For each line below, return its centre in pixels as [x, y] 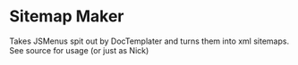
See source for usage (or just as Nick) [79, 50]
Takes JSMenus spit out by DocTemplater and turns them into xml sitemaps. [149, 41]
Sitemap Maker [67, 16]
